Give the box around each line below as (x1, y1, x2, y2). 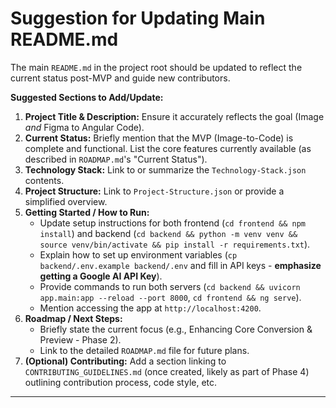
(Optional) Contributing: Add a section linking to (24, 355, 227, 367)
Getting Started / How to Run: (24, 206, 150, 218)
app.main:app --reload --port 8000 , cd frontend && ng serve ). (39, 291, 302, 303)
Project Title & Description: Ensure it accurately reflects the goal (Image (24, 110, 325, 122)
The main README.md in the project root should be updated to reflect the (10, 61, 303, 73)
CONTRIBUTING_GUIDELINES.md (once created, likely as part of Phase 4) (24, 365, 310, 377)
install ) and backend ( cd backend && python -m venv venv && (39, 227, 298, 239)
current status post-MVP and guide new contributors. (10, 72, 231, 84)
